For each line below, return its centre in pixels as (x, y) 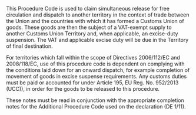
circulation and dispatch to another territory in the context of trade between (98, 15)
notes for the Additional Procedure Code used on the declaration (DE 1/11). (96, 106)
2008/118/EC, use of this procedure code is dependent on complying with (95, 64)
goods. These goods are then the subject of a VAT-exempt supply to (89, 27)
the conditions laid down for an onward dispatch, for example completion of (98, 70)
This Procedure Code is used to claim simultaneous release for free (88, 9)
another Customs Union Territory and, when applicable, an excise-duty (92, 34)
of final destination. (29, 46)
